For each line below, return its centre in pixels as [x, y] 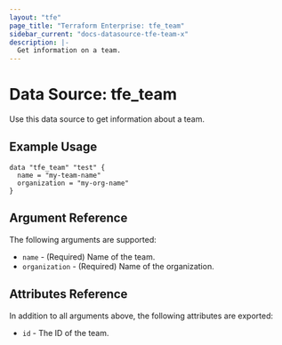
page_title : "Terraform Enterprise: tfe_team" [97, 26]
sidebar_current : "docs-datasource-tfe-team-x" [99, 34]
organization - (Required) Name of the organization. [118, 266]
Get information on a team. [69, 51]
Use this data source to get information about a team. [107, 119]
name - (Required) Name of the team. [89, 257]
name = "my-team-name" [59, 175]
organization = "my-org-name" [73, 183]
